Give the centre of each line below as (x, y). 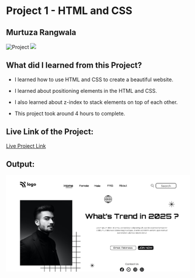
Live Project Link (26, 146)
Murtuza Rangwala (41, 32)
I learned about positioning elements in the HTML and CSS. (86, 91)
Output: (20, 164)
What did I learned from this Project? (74, 65)
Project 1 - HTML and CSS (69, 11)
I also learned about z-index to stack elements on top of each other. (96, 102)
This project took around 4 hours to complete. (70, 113)
